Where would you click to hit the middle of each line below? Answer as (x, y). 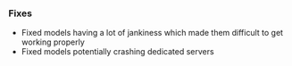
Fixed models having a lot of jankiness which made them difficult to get (152, 33)
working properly (53, 42)
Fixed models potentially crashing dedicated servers (118, 52)
